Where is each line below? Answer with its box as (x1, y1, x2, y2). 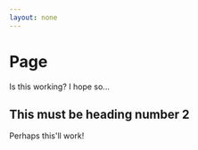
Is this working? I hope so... (9, 81, 110, 92)
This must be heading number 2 (9, 106, 190, 121)
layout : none (9, 12, 58, 22)
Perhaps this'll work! (9, 130, 85, 141)
